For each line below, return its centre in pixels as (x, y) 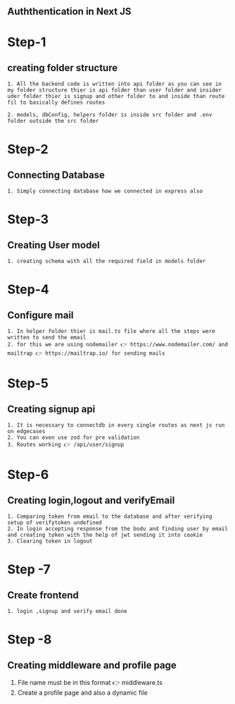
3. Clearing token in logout (50, 541)
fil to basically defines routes (56, 103)
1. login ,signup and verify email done (68, 612)
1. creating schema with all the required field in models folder (107, 261)
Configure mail (40, 315)
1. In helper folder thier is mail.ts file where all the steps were (112, 332)
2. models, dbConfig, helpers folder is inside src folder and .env (110, 115)
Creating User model (53, 245)
